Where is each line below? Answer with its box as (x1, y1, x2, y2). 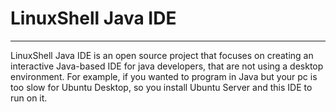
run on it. (10, 92, 48, 104)
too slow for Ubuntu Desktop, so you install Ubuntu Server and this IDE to (10, 81, 313, 93)
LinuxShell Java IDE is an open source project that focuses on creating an (10, 49, 314, 61)
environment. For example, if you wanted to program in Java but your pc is (10, 70, 318, 82)
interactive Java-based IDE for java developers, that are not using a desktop (10, 60, 324, 72)
